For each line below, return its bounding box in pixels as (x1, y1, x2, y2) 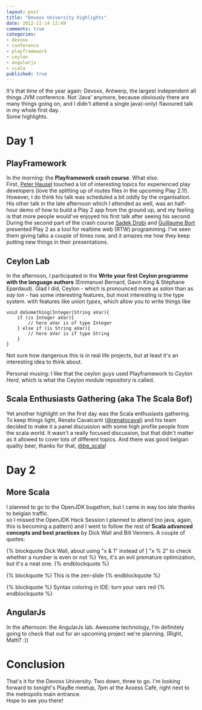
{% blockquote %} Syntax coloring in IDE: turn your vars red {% (6, 583, 165, 590)
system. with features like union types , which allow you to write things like (6, 298, 191, 305)
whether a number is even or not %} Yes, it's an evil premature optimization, (6, 553, 196, 561)
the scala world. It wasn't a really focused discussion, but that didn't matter (6, 429, 194, 436)
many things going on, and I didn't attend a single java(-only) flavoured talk (6, 100, 194, 108)
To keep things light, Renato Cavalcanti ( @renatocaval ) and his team (6, 416, 177, 423)
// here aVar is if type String (28, 331, 110, 337)
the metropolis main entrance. (6, 690, 81, 697)
